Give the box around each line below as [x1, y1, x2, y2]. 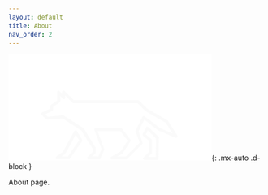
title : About [8, 21, 53, 30]
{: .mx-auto [211, 153, 249, 162]
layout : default [8, 13, 63, 21]
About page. [8, 177, 50, 187]
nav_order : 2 [8, 30, 53, 38]
